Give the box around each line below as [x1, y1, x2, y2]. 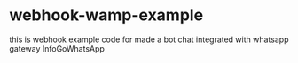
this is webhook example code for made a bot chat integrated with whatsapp [9, 34, 289, 45]
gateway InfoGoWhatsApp [9, 43, 105, 53]
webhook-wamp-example [9, 5, 204, 25]
